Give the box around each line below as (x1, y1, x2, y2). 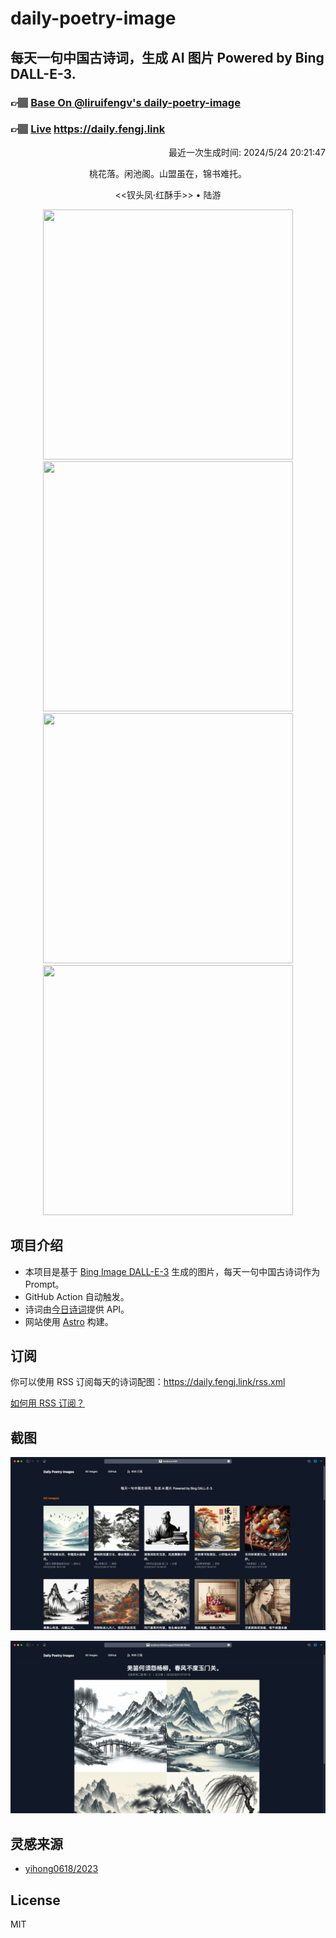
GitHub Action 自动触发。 (24, 1290, 130, 1302)
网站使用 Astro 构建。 (24, 1315, 114, 1327)
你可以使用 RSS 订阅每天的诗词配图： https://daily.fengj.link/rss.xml (10, 1376, 286, 1388)
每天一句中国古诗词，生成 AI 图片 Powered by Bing (10, 49, 325, 66)
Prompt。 (24, 1278, 65, 1290)
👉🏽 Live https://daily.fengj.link (10, 122, 166, 136)
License (10, 1892, 61, 1909)
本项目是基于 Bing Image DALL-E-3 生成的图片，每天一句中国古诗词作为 (24, 1265, 321, 1277)
